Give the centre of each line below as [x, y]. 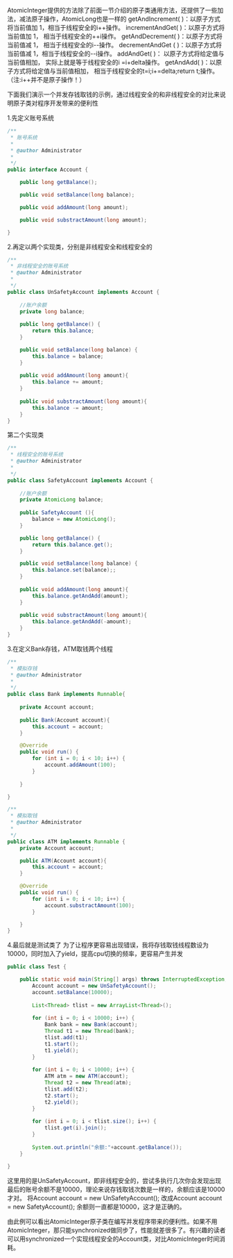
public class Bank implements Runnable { [67, 694]
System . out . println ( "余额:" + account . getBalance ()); [107, 1147]
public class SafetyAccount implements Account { [80, 480]
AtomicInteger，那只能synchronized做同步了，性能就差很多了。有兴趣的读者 [116, 1230]
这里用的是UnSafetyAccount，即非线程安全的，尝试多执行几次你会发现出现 [114, 1180]
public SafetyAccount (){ [57, 513]
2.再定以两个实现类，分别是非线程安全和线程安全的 [80, 247]
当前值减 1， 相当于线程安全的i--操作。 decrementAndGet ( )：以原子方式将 [114, 45]
